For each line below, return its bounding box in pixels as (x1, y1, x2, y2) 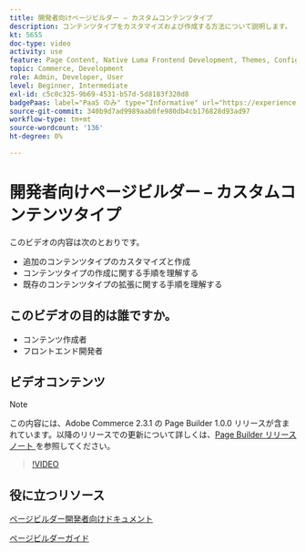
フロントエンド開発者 (22, 345, 103, 356)
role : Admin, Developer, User (9, 73, 125, 82)
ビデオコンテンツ (9, 374, 106, 390)
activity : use (9, 47, 64, 56)
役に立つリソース (9, 487, 105, 503)
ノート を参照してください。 (9, 441, 116, 452)
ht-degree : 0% (9, 132, 64, 141)
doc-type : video (9, 38, 71, 48)
